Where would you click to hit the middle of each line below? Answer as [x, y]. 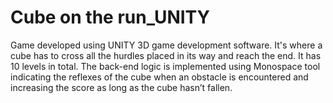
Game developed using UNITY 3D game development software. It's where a [166, 45]
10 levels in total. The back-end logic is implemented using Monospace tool [165, 66]
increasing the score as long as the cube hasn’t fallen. [121, 87]
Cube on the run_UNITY [110, 17]
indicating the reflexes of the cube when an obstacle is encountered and [159, 77]
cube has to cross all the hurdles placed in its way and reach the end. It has [166, 55]
